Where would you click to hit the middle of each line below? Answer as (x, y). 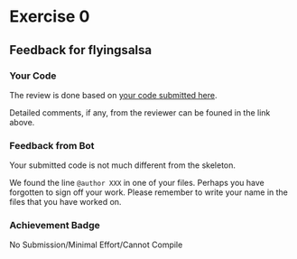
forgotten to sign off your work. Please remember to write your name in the (149, 192)
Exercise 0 (50, 17)
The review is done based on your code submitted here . (114, 95)
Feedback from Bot (52, 145)
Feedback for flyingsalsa (80, 50)
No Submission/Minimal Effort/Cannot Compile (96, 245)
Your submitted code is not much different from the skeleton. (123, 165)
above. (22, 122)
